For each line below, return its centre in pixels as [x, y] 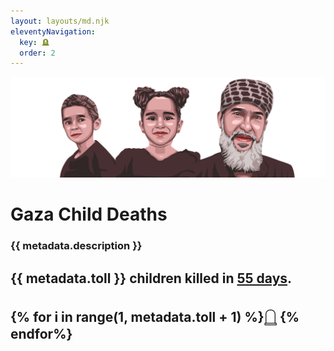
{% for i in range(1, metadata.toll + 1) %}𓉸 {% [155, 317]
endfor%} [41, 334]
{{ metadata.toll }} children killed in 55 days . [151, 278]
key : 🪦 [34, 42]
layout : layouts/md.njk [60, 21]
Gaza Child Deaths [89, 214]
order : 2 [37, 53]
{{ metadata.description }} [76, 246]
